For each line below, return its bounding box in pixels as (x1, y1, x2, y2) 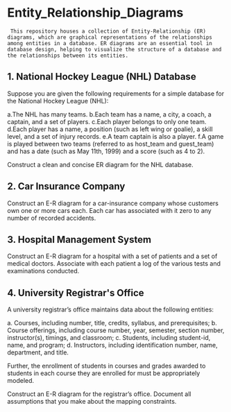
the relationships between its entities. (7, 52, 129, 59)
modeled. (7, 377, 35, 385)
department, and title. (7, 348, 69, 357)
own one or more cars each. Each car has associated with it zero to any (7, 206, 212, 214)
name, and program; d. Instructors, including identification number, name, (7, 341, 218, 350)
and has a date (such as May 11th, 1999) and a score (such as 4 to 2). (7, 147, 205, 155)
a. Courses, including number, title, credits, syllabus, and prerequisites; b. (7, 319, 217, 327)
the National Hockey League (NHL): (7, 96, 109, 105)
